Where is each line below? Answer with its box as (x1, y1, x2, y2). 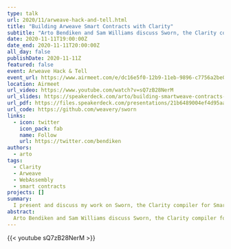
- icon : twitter (13, 118, 60, 126)
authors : (7, 144, 32, 151)
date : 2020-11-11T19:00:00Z (7, 36, 88, 43)
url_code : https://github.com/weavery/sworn (7, 106, 137, 113)
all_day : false (7, 49, 51, 56)
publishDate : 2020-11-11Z (7, 55, 81, 62)
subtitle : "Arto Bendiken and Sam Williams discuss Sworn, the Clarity (7, 29, 217, 36)
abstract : (7, 208, 36, 215)
